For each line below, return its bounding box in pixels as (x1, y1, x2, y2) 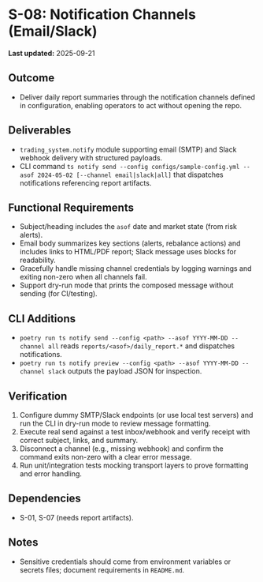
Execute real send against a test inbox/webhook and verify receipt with (19, 427, 250, 436)
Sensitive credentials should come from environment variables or (19, 557, 232, 566)
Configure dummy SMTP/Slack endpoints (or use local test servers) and (19, 411, 254, 419)
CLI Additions (8, 312, 76, 325)
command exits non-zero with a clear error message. (19, 452, 192, 461)
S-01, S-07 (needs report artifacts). (19, 513, 134, 522)
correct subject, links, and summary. (19, 436, 139, 445)
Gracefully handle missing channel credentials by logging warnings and (19, 264, 252, 273)
